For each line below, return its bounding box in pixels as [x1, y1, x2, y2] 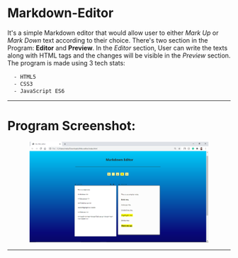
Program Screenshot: [7, 118, 136, 134]
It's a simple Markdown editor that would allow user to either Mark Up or [7, 28, 219, 37]
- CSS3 [13, 80, 33, 87]
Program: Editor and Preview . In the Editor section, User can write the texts [7, 43, 228, 52]
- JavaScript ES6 [13, 87, 65, 95]
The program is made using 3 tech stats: [7, 58, 125, 67]
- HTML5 [13, 73, 37, 80]
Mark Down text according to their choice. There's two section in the [7, 36, 208, 44]
